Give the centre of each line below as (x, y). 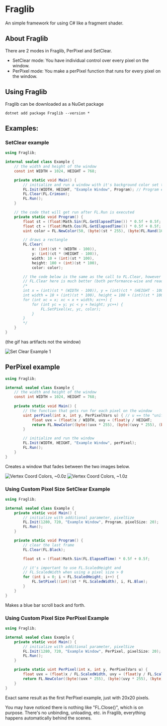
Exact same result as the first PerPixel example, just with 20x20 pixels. (78, 698)
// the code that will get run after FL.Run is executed (74, 212)
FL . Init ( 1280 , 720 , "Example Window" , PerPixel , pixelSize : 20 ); (92, 651)
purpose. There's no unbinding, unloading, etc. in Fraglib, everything (75, 713)
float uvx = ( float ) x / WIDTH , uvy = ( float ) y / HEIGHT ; (92, 420)
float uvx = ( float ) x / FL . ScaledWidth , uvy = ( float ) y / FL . (89, 674)
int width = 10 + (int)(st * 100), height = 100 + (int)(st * (89, 295)
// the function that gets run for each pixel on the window (88, 411)
